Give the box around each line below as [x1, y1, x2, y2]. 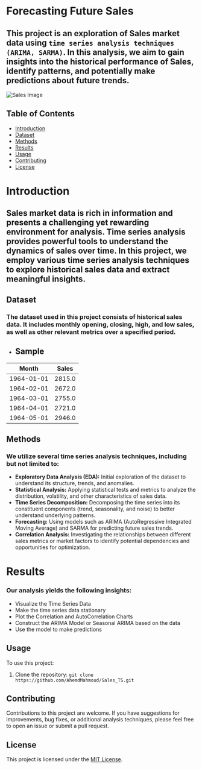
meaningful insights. [6, 274, 86, 284]
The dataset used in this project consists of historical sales [6, 312, 183, 321]
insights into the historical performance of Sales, [6, 56, 194, 67]
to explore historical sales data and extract [6, 265, 170, 275]
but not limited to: [6, 459, 59, 468]
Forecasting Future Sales [6, 4, 134, 18]
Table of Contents [6, 108, 75, 119]
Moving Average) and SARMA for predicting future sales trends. [14, 524, 174, 532]
